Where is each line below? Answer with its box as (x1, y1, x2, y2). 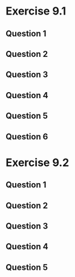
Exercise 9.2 (5, 156, 70, 169)
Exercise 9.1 (5, 4, 67, 18)
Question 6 (5, 132, 48, 142)
